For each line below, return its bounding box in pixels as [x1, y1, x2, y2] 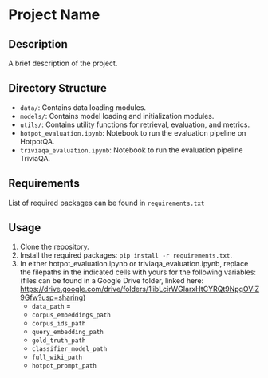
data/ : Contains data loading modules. [19, 102, 146, 112]
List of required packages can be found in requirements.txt [8, 198, 205, 207]
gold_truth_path [31, 337, 86, 345]
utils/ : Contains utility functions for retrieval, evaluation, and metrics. [19, 120, 250, 129]
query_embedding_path [31, 329, 104, 337]
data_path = [31, 301, 72, 311]
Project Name [8, 6, 100, 24]
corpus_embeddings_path [31, 311, 112, 320]
